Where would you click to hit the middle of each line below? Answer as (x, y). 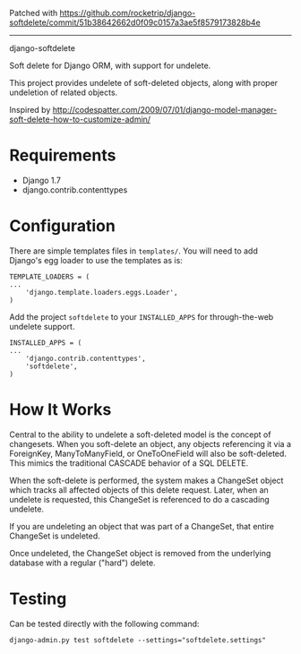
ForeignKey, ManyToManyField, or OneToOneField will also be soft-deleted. (148, 453)
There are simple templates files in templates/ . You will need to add (133, 251)
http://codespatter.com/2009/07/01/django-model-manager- (165, 110)
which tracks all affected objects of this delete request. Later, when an (139, 490)
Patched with (34, 13)
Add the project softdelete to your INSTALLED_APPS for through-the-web (142, 316)
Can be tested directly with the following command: (104, 624)
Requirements (63, 155)
